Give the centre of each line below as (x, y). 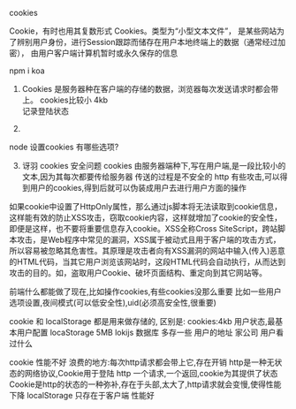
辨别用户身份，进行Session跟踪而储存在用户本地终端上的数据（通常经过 (147, 42)
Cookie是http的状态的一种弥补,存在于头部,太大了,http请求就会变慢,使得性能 (145, 384)
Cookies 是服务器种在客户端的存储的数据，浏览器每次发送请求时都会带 (150, 89)
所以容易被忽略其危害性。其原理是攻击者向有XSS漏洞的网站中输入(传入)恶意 (147, 250)
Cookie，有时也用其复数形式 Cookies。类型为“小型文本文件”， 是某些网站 (143, 31)
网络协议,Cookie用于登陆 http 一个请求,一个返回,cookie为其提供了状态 (151, 373)
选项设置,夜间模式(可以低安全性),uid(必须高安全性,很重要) (113, 303)
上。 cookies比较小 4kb (65, 100)
